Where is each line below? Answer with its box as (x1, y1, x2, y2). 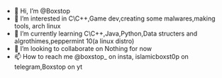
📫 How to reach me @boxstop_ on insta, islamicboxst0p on (13, 52, 189, 60)
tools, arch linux (13, 22, 61, 30)
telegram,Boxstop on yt (13, 62, 83, 71)
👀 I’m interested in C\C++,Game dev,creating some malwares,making (13, 14, 216, 23)
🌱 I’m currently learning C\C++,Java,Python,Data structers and (13, 29, 198, 38)
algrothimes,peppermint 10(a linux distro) (13, 37, 135, 45)
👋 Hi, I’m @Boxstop (13, 7, 71, 15)
